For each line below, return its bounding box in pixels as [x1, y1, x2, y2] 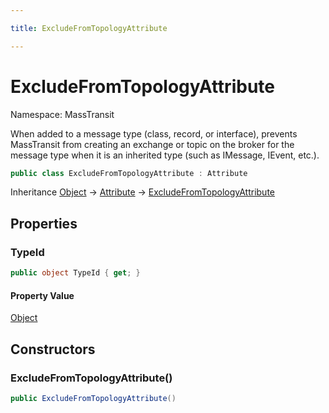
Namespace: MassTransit [10, 108, 115, 120]
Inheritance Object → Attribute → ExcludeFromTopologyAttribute [10, 186, 275, 198]
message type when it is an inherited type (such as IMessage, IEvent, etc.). [10, 149, 320, 161]
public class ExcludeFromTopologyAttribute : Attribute [10, 168, 248, 178]
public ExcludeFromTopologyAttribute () [10, 393, 177, 403]
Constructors [10, 341, 96, 358]
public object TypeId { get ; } [10, 268, 141, 278]
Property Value [10, 289, 75, 301]
